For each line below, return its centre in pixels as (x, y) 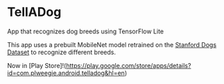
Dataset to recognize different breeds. (62, 52)
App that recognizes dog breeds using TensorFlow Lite (86, 31)
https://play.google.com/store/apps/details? (128, 65)
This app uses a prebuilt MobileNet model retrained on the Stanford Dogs (112, 44)
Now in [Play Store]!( (37, 65)
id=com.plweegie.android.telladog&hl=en (66, 73)
